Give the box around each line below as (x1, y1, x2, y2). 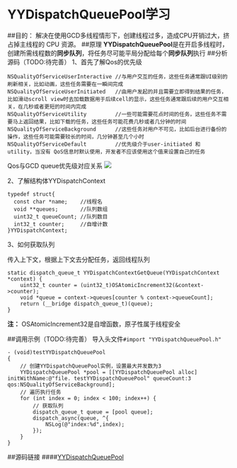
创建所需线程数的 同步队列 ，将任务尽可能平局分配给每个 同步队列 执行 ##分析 (7, 49, 228, 57)
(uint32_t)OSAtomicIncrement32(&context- (80, 281, 204, 288)
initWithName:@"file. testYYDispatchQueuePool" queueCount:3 (7, 375, 192, 382)
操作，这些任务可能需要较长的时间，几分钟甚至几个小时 (7, 133, 145, 140)
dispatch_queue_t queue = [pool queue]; (33, 408, 154, 416)
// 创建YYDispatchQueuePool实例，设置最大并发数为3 (20, 362, 161, 370)
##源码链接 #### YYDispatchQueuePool (7, 452, 124, 461)
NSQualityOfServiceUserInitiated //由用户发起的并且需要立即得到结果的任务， (7, 88, 227, 95)
